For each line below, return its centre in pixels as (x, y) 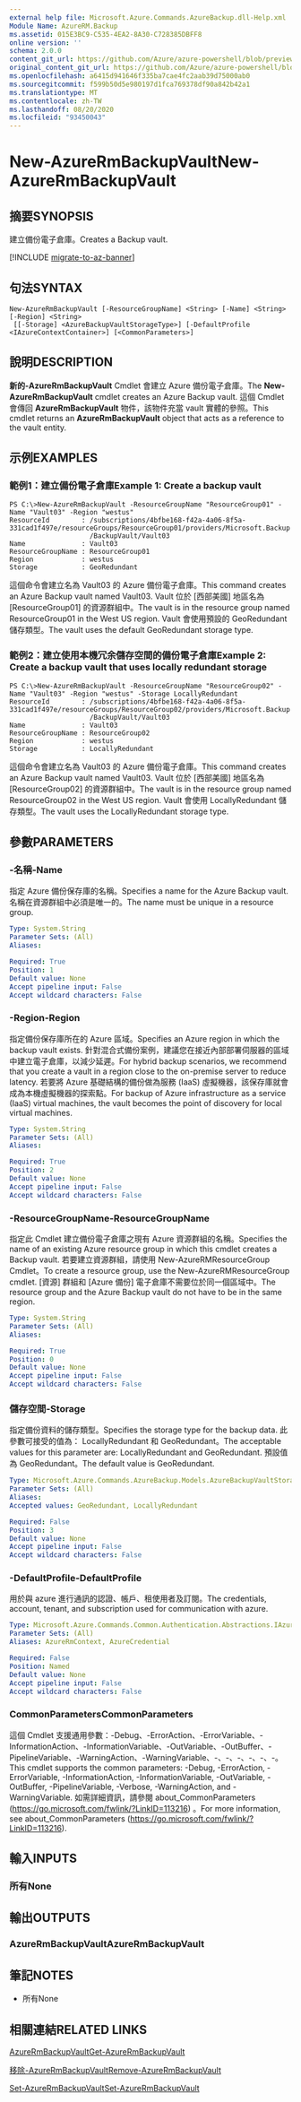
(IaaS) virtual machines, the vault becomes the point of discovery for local (146, 1103)
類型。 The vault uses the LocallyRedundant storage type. (123, 811)
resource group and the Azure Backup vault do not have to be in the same (146, 1293)
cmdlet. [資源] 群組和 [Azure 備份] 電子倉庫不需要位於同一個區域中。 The (142, 1282)
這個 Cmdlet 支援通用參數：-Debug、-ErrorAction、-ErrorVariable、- (137, 1734)
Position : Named (39, 1666)
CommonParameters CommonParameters (102, 1715)
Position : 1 (31, 970)
